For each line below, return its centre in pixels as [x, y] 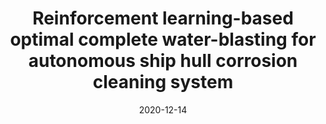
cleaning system [163, 82]
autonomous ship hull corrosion [163, 61]
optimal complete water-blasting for [163, 39]
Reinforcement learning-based [163, 18]
